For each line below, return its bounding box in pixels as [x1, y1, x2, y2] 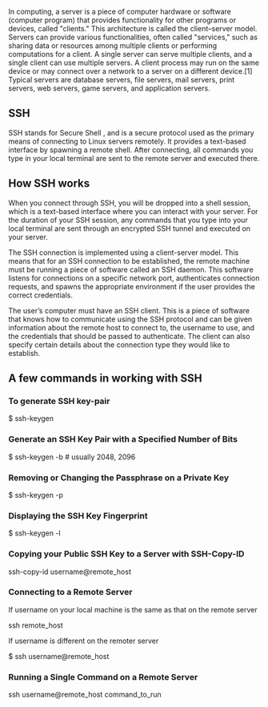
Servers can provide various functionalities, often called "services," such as [8, 32, 258, 42]
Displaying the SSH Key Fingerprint [8, 510, 148, 521]
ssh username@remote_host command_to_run [8, 689, 162, 700]
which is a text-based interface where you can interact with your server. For [8, 206, 258, 216]
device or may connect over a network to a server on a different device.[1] [8, 67, 253, 75]
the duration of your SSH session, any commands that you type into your [8, 215, 248, 224]
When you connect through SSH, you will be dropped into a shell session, [8, 198, 250, 208]
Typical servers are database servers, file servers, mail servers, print [8, 75, 235, 84]
